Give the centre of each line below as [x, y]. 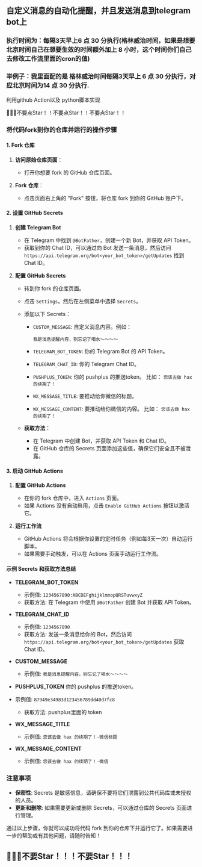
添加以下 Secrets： [47, 314]
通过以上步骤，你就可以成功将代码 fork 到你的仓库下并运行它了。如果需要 [97, 828]
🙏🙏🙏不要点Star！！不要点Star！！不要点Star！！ [66, 113]
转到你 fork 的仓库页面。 [54, 288]
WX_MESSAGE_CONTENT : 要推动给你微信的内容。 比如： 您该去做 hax [112, 409]
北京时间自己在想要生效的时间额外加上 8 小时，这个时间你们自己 [99, 50]
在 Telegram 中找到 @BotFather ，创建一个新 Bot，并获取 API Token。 [109, 240]
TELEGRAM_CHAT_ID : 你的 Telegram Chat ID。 [86, 364]
